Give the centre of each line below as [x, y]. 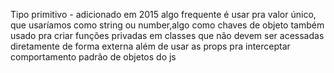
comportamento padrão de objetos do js [93, 57]
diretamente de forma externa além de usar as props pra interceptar [150, 46]
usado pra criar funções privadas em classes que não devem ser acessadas [167, 35]
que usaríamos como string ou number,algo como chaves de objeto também [167, 25]
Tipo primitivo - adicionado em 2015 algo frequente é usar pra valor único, [163, 14]
